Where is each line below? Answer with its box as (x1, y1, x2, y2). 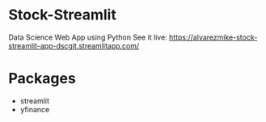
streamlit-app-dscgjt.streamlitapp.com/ (8, 40, 140, 50)
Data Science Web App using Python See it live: (8, 32, 167, 42)
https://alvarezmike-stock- (168, 32, 258, 42)
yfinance (19, 104, 50, 114)
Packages (8, 69, 77, 88)
